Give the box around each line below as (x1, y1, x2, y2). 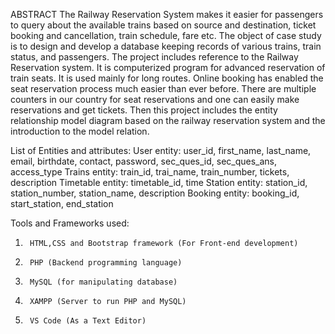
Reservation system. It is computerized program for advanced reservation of (10, 62, 326, 73)
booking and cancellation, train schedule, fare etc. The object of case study (10, 30, 322, 41)
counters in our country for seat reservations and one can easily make (10, 94, 300, 105)
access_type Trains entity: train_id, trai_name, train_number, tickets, (10, 166, 290, 178)
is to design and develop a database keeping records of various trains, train (10, 40, 322, 52)
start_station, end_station (10, 198, 114, 209)
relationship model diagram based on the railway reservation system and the (10, 115, 326, 126)
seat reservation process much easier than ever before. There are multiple (10, 83, 317, 94)
